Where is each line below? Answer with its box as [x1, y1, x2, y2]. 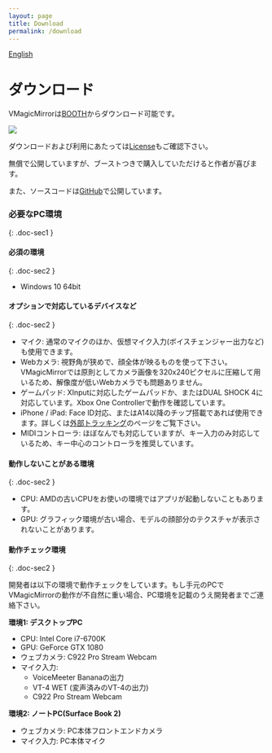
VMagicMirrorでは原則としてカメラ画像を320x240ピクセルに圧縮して [20, 367, 254, 377]
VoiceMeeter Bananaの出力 [32, 672, 125, 682]
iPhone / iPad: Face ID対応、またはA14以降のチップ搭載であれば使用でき [20, 408, 264, 418]
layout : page [8, 11, 53, 20]
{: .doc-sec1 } [8, 227, 55, 237]
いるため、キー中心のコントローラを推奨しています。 [20, 439, 198, 449]
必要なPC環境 [8, 208, 63, 220]
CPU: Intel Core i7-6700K [20, 634, 106, 644]
